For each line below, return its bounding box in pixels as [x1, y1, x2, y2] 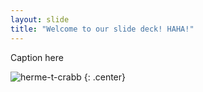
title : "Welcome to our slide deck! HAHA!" [10, 24, 195, 34]
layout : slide [10, 14, 70, 25]
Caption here [10, 51, 64, 63]
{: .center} [83, 71, 127, 83]
